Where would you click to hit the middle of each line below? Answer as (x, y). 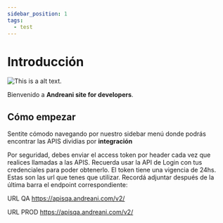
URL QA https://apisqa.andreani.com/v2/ (66, 198)
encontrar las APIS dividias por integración (70, 141)
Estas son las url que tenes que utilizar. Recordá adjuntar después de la (111, 177)
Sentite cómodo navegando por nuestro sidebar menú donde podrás (107, 134)
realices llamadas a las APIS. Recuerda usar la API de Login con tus (105, 163)
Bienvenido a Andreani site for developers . (70, 95)
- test (23, 27)
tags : (15, 20)
